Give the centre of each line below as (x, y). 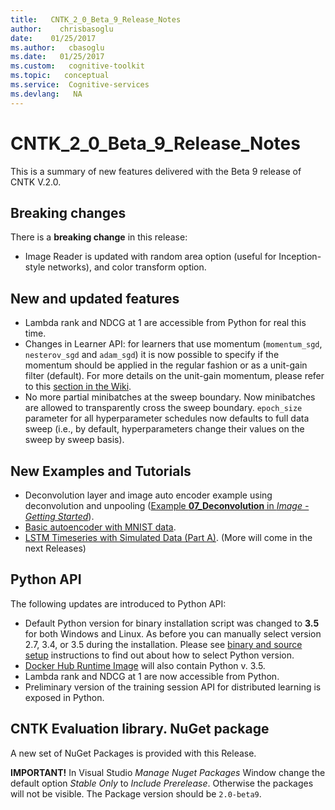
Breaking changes (68, 212)
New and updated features (95, 298)
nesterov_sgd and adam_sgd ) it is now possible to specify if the (152, 355)
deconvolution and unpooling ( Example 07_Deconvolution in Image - (167, 505)
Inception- (300, 257)
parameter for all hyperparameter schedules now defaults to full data (167, 418)
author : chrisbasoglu (62, 29)
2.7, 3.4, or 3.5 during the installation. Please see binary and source (163, 644)
